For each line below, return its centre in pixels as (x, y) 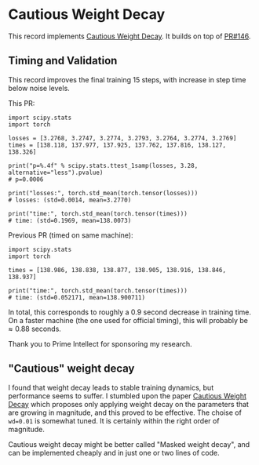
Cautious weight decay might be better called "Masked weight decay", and (129, 444)
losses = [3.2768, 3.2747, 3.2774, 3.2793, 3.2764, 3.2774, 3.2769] (122, 138)
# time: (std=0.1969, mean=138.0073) (70, 220)
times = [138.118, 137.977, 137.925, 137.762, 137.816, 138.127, (117, 145)
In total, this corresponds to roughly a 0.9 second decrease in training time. (130, 312)
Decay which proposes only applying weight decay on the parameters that (129, 404)
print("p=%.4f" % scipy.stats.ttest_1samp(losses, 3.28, (103, 165)
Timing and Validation (63, 61)
